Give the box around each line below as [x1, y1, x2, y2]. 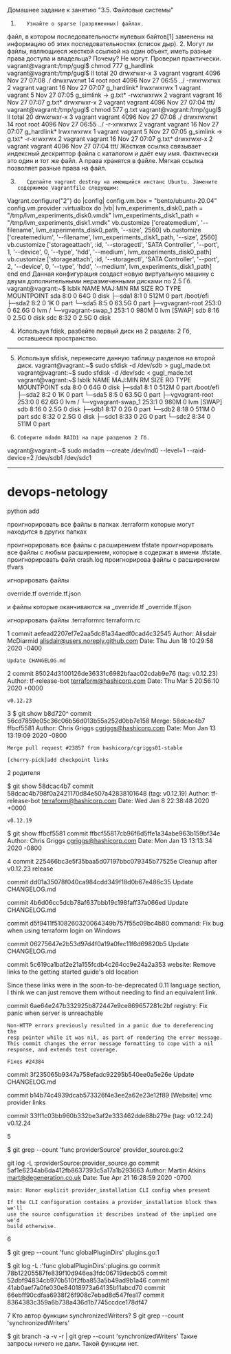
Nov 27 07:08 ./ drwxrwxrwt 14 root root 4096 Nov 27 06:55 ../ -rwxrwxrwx [7, 76, 221, 85]
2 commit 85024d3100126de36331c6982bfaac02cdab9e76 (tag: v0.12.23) [7, 669, 219, 677]
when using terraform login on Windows [7, 926, 121, 935]
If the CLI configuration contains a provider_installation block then [7, 1199, 217, 1205]
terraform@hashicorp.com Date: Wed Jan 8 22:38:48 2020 [41, 796, 210, 805]
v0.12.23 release [7, 864, 54, 873]
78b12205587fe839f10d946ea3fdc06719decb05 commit [7, 1269, 168, 1277]
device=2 [7, 454, 34, 461]
